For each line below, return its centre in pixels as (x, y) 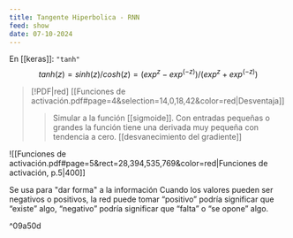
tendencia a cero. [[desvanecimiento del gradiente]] (147, 137)
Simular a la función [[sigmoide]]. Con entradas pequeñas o (162, 118)
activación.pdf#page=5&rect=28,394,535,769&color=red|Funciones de (139, 164)
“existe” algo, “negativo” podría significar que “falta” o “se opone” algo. (139, 209)
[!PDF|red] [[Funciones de (78, 92)
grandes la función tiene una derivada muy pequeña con (155, 127)
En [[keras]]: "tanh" (45, 59)
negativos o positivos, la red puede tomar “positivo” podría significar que (142, 199)
